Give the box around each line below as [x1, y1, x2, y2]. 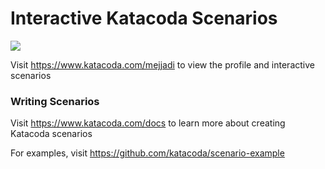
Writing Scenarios [10, 94, 100, 108]
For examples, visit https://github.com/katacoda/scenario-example [10, 147, 285, 159]
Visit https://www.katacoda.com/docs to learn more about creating [10, 117, 286, 129]
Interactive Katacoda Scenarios [10, 7, 278, 30]
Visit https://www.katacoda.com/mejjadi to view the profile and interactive [10, 58, 315, 71]
